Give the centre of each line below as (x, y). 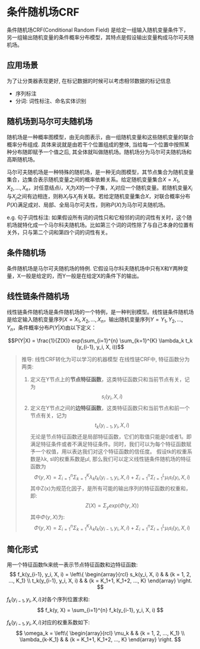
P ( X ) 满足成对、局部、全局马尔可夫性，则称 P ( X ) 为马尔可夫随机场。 (88, 205)
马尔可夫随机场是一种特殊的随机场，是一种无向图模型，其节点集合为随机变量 (100, 172)
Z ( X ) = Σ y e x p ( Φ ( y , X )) (112, 506)
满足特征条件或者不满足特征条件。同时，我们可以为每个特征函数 (108, 444)
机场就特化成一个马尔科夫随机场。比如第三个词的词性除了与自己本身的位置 (98, 224)
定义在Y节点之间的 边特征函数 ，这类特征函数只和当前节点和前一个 (110, 408)
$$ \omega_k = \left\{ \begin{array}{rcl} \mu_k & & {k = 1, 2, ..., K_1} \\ (100, 633)
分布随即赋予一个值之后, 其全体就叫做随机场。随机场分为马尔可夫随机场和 (101, 152)
